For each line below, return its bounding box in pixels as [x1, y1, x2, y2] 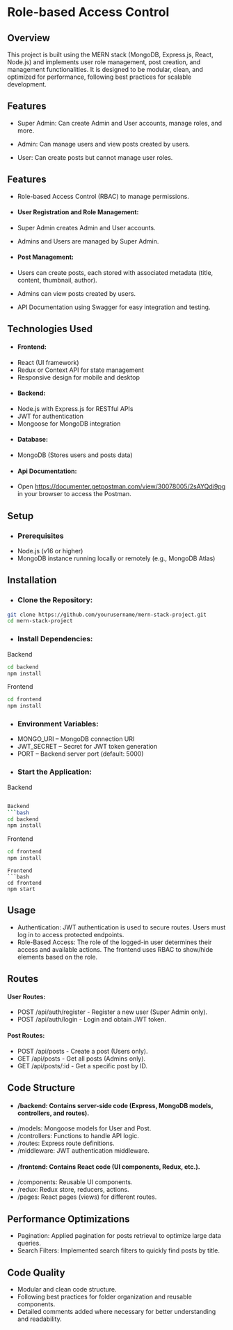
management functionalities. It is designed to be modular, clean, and [7, 66, 204, 73]
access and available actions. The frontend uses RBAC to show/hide [17, 945, 214, 953]
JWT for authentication [17, 412, 83, 420]
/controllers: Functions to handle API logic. [17, 1132, 139, 1140]
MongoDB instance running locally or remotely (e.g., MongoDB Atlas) [17, 554, 216, 562]
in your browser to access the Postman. [17, 490, 131, 498]
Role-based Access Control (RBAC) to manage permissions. [17, 192, 189, 200]
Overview [7, 32, 51, 44]
